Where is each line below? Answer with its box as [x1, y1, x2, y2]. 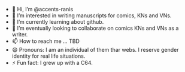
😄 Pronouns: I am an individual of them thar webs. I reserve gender [11, 46, 179, 53]
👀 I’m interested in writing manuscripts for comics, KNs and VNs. [11, 12, 172, 19]
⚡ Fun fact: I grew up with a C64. [11, 60, 93, 66]
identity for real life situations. [11, 52, 86, 60]
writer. [11, 31, 28, 38]
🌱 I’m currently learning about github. [11, 18, 104, 25]
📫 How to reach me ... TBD [11, 37, 80, 45]
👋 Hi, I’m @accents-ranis [11, 6, 74, 12]
